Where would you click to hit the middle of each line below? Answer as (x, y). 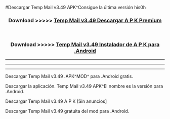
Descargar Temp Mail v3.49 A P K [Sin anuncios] (56, 101)
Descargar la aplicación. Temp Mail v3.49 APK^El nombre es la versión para (84, 86)
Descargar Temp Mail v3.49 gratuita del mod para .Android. (67, 111)
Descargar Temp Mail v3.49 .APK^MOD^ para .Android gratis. (69, 76)
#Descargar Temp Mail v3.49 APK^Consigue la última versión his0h (75, 7)
